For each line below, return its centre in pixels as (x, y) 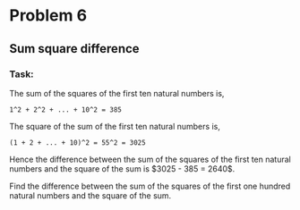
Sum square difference (75, 49)
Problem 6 (48, 16)
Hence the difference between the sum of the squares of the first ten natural (150, 159)
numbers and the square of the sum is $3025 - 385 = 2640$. (122, 168)
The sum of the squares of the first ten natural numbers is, (117, 93)
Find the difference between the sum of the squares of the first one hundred (150, 186)
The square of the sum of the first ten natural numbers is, (115, 126)
